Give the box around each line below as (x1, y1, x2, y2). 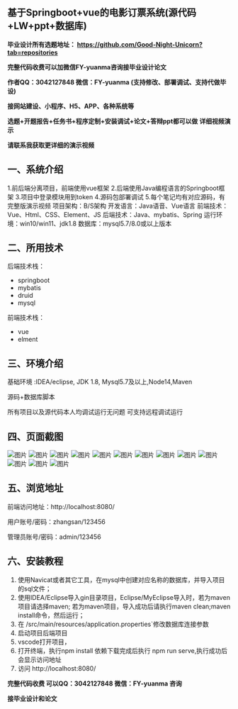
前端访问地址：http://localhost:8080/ (7, 502, 115, 510)
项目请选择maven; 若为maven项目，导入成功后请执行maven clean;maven (17, 602, 231, 610)
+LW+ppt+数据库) (7, 20, 87, 32)
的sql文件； (17, 584, 52, 593)
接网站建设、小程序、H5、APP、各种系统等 (7, 101, 135, 110)
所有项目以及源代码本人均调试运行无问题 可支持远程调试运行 (7, 408, 183, 416)
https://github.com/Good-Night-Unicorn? (76, 40, 203, 48)
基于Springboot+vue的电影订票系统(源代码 (7, 6, 197, 19)
